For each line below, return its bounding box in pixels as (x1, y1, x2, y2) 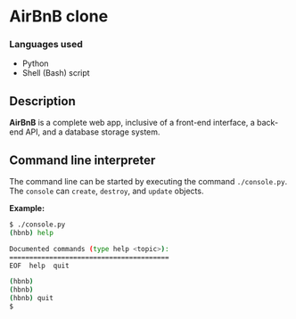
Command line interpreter (9, 152, 156, 168)
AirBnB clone (9, 6, 109, 27)
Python (21, 58, 49, 69)
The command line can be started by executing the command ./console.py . (9, 176, 288, 187)
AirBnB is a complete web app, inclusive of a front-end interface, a (9, 118, 256, 128)
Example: (9, 203, 45, 214)
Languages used (9, 38, 83, 51)
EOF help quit (9, 261, 70, 270)
